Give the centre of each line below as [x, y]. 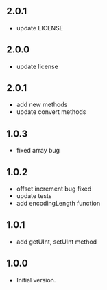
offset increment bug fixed [54, 188]
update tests [34, 196]
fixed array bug [38, 151]
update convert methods [51, 112]
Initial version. [36, 280]
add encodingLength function [58, 204]
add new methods [42, 105]
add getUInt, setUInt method [57, 242]
